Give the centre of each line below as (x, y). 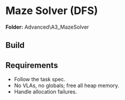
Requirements (32, 65)
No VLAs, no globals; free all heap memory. (67, 85)
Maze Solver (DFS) (52, 11)
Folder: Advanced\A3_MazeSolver (47, 27)
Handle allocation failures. (45, 92)
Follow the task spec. (40, 80)
